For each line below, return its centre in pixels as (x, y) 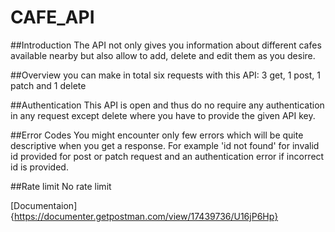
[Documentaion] (44, 205)
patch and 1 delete (48, 85)
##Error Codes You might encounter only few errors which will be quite (157, 135)
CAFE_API (52, 17)
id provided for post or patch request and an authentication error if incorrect (167, 156)
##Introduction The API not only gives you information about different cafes (166, 45)
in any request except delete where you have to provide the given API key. (163, 115)
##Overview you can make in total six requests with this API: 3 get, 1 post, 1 (165, 75)
